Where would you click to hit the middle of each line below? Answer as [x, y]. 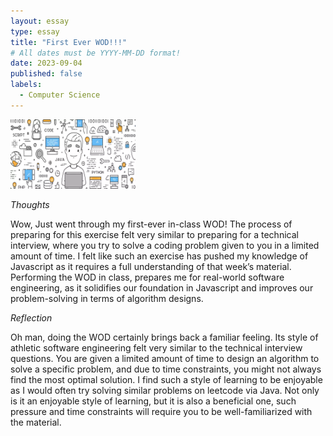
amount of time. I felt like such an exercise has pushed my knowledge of [159, 256]
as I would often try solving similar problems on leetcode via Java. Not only [165, 391]
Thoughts [30, 205]
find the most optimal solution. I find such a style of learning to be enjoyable [166, 380]
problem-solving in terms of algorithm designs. [107, 299]
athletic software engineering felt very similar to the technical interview [156, 348]
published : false [46, 74]
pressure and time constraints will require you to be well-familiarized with [161, 412]
